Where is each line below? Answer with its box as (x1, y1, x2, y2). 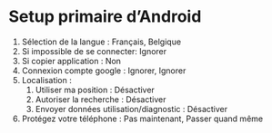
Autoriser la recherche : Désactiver (35, 93, 166, 105)
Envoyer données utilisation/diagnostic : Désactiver (35, 103, 228, 114)
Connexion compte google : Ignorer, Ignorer (21, 65, 186, 76)
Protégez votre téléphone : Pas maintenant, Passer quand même (21, 113, 264, 124)
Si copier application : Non (21, 55, 122, 66)
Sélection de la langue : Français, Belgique (21, 36, 182, 47)
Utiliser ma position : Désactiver (35, 84, 156, 95)
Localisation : (21, 74, 72, 85)
